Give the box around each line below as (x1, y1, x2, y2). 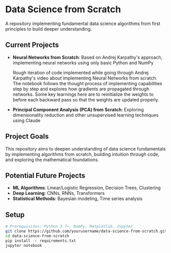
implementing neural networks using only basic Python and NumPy (12, 60, 154, 66)
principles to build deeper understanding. (5, 26, 92, 32)
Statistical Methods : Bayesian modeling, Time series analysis (12, 195, 142, 202)
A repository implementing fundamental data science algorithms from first (5, 20, 160, 27)
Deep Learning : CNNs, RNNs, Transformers (12, 190, 105, 196)
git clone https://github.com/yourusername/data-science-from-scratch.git (5, 229, 167, 234)
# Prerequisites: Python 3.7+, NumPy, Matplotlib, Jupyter (5, 224, 133, 229)
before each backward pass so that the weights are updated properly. (12, 96, 159, 103)
